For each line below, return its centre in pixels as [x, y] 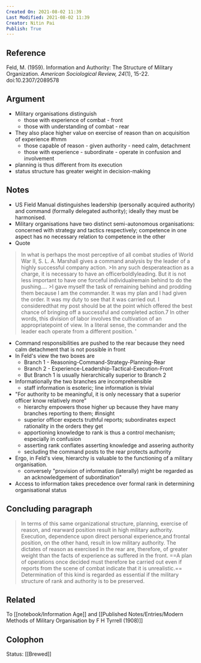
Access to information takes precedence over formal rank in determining [105, 483]
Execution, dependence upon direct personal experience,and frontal [105, 536]
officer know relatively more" [51, 400]
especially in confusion [52, 439]
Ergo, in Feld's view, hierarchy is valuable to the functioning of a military [104, 458]
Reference [26, 53]
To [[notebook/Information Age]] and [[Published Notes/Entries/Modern [95, 614]
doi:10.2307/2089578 [33, 80]
